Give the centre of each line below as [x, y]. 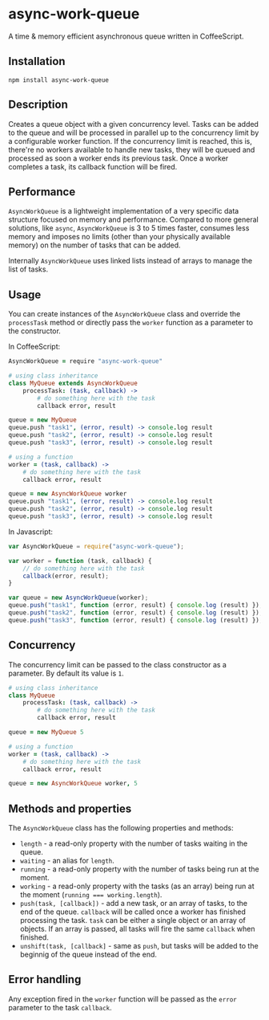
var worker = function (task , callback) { [80, 561]
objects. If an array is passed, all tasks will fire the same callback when [137, 929]
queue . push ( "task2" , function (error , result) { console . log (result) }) [134, 613]
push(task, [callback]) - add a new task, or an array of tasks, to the [134, 904]
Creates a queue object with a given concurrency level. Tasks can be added [133, 124]
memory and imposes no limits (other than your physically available [119, 237]
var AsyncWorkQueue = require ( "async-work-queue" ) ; [96, 546]
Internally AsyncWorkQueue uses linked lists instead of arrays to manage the [130, 261]
